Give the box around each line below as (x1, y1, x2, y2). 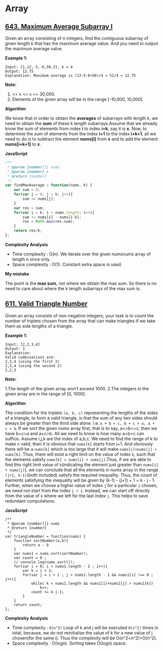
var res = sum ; (14, 206, 45, 210)
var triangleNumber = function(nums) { (5, 534, 86, 539)
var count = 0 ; (14, 555, 47, 560)
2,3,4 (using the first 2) (5, 359, 60, 364)
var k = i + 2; (22, 568, 54, 573)
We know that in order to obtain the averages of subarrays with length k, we (5, 115, 158, 121)
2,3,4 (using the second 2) (5, 363, 62, 368)
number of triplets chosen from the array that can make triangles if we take (5, 318, 156, 324)
